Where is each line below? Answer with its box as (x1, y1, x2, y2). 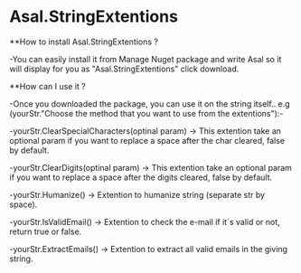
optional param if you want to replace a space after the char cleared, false (9, 135, 286, 146)
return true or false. (9, 226, 82, 237)
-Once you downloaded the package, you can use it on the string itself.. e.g (9, 98, 291, 109)
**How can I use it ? (9, 80, 86, 91)
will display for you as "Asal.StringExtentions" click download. (9, 63, 240, 74)
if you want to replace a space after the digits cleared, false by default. (9, 172, 273, 183)
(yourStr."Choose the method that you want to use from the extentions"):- (9, 108, 284, 118)
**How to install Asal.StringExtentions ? (9, 36, 158, 47)
